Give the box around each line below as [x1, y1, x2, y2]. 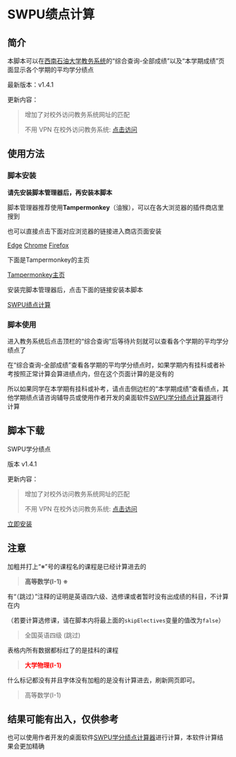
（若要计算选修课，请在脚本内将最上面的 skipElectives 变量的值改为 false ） [7, 615, 225, 624]
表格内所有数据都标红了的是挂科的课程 [7, 646, 118, 654]
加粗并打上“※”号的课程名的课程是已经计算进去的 [7, 562, 147, 570]
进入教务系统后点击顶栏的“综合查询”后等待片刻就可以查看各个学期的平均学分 [7, 337, 229, 345]
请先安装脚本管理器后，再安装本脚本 [7, 188, 113, 196]
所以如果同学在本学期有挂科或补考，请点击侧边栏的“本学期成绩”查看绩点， [7, 384, 223, 393]
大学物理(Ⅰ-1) [24, 661, 62, 669]
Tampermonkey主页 [7, 270, 66, 279]
